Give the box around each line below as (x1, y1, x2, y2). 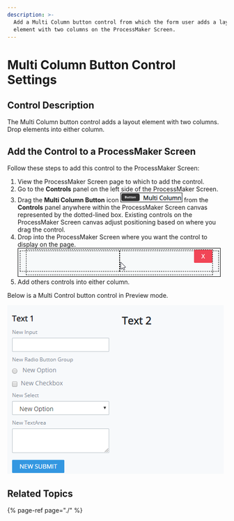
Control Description (7, 99, 95, 111)
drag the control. (17, 225, 66, 234)
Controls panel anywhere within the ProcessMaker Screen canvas (17, 203, 208, 212)
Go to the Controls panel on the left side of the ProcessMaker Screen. (17, 185, 219, 193)
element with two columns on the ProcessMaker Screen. (13, 26, 176, 33)
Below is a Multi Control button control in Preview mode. (7, 292, 169, 300)
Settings (7, 72, 57, 87)
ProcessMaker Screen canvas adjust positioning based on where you (17, 218, 217, 227)
